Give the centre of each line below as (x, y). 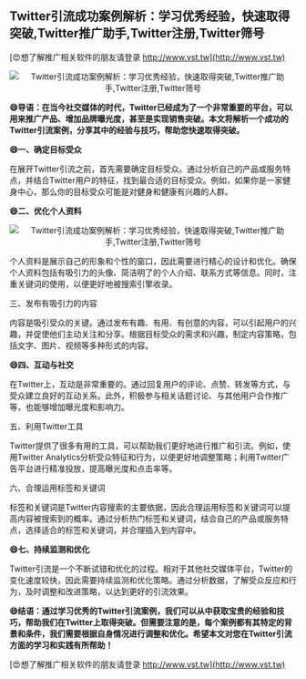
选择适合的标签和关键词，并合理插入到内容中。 (113, 530)
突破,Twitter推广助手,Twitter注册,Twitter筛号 (137, 33)
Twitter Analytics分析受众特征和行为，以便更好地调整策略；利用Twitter (149, 457)
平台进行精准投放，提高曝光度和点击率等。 (97, 468)
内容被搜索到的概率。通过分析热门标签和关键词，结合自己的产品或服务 (148, 519)
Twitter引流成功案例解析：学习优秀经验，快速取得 (150, 16)
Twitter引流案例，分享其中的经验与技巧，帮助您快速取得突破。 (127, 129)
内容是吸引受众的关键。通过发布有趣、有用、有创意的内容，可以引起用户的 (149, 323)
